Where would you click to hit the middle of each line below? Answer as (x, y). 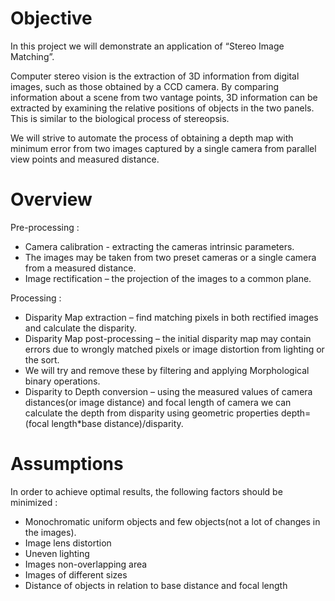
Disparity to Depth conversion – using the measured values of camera (168, 391)
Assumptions (67, 464)
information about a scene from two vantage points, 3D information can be (164, 97)
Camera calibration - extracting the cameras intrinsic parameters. (159, 246)
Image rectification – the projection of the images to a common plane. (168, 278)
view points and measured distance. (85, 159)
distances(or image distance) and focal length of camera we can (158, 402)
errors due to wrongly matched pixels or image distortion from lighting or (174, 349)
